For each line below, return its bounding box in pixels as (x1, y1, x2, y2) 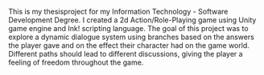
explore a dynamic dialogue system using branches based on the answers (8, 32, 255, 41)
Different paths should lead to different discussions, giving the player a (8, 49, 243, 58)
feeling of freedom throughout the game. (8, 57, 144, 67)
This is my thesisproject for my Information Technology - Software (8, 7, 229, 16)
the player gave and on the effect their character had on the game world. (8, 41, 250, 50)
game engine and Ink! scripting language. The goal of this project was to (8, 24, 249, 33)
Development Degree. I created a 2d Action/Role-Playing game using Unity (8, 15, 257, 25)
